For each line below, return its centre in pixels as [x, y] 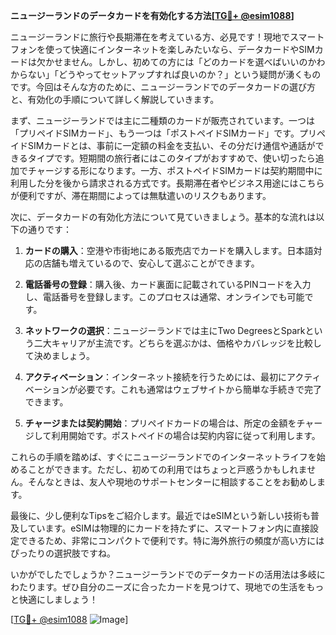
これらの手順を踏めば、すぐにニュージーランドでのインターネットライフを [163, 457]
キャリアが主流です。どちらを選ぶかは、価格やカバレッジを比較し [186, 343]
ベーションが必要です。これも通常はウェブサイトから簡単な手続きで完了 [173, 389]
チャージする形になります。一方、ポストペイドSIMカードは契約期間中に [175, 170]
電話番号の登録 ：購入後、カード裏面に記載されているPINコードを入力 [168, 284]
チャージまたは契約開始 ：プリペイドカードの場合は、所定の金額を [160, 423]
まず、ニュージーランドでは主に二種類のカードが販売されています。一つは [162, 120]
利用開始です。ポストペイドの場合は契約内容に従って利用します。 [186, 435]
